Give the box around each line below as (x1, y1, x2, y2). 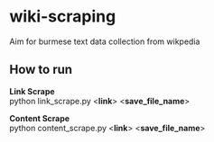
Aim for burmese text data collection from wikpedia (9, 36, 200, 47)
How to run (9, 62, 73, 77)
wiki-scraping (9, 6, 116, 27)
